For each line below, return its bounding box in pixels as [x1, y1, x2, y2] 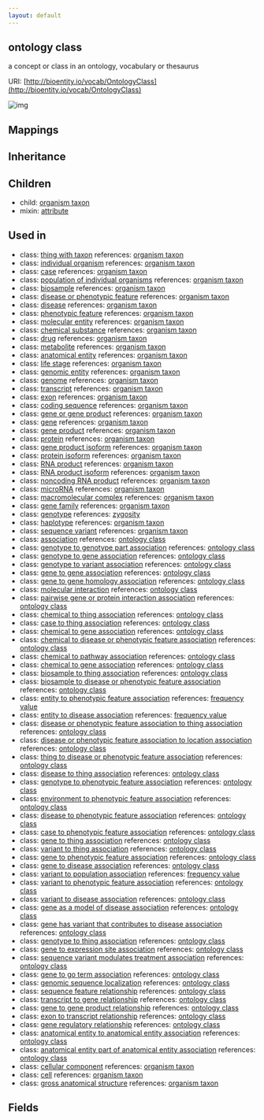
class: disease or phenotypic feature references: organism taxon [19, 291, 230, 301]
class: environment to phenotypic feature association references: [19, 793, 232, 803]
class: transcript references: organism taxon [19, 384, 163, 393]
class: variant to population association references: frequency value [19, 869, 240, 878]
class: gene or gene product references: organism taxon [19, 409, 203, 418]
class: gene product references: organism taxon [19, 425, 176, 435]
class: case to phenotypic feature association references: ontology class [19, 827, 256, 836]
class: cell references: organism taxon [19, 1070, 143, 1079]
